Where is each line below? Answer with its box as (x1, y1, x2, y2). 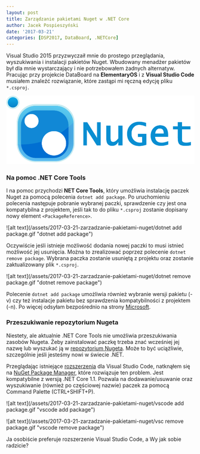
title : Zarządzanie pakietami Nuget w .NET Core (6, 16, 130, 22)
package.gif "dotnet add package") (6, 230, 94, 237)
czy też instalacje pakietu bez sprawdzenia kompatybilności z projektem (12, 297, 191, 304)
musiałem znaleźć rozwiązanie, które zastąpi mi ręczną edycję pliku (6, 78, 173, 85)
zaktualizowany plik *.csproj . (6, 261, 79, 269)
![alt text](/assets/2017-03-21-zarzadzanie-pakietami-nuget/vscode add (6, 400, 184, 407)
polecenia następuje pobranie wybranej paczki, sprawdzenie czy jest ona (6, 200, 187, 207)
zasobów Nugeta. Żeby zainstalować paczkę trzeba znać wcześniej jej (6, 338, 180, 345)
